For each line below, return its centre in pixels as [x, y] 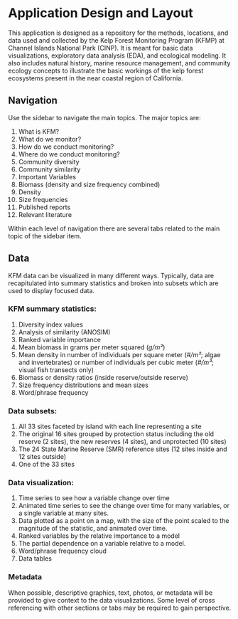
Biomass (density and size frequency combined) [89, 184]
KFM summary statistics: [52, 309]
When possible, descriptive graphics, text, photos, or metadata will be [110, 593]
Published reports [44, 207]
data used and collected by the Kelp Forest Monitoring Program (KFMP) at [116, 40]
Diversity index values [51, 324]
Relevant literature [45, 214]
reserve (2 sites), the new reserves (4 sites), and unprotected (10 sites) [122, 442]
